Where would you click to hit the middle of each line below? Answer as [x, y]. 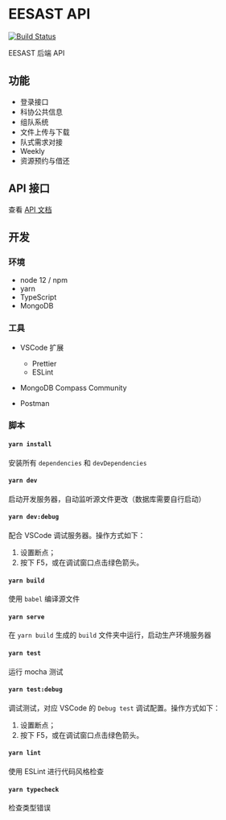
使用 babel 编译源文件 [44, 599]
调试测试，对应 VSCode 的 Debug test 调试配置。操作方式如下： [115, 708]
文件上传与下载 [45, 132]
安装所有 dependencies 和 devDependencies [78, 462]
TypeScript [38, 297]
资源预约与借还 [45, 160]
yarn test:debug [35, 690]
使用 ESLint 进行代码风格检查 [56, 772]
